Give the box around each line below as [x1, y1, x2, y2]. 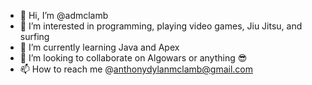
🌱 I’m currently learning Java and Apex [19, 41, 180, 53]
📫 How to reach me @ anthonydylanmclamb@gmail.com [19, 63, 254, 75]
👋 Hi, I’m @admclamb [19, 10, 109, 21]
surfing [19, 31, 50, 42]
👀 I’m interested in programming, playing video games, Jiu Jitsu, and [19, 20, 303, 32]
